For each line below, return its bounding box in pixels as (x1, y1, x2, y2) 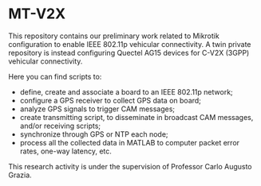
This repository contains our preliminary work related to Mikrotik (8, 31, 219, 41)
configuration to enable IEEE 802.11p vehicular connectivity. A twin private (8, 39, 251, 48)
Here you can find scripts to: (8, 72, 102, 81)
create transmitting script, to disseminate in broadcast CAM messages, (19, 112, 254, 122)
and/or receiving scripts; (19, 121, 101, 130)
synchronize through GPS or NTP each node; (19, 129, 169, 139)
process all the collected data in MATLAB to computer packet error (19, 138, 240, 147)
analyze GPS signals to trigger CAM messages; (19, 104, 176, 114)
